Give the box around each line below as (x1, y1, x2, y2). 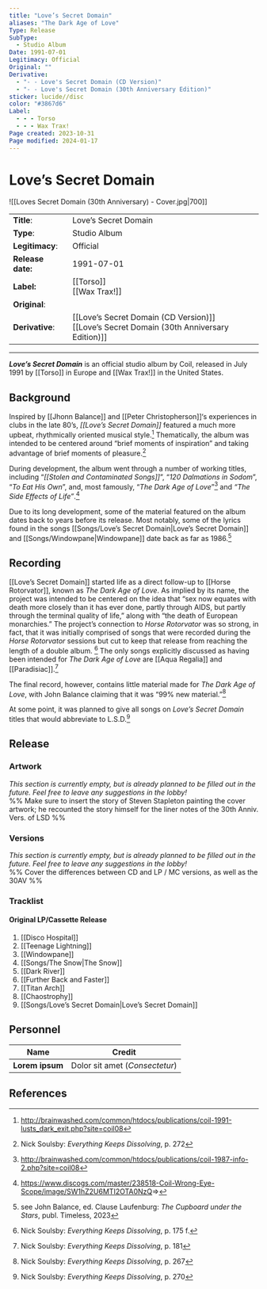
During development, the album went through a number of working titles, (9, 463, 247, 473)
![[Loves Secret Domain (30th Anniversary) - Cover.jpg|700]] (9, 197, 208, 207)
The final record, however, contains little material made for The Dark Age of (9, 679, 256, 689)
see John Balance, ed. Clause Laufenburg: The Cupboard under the (20, 1202, 242, 1211)
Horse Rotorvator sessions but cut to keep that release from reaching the (9, 636, 248, 646)
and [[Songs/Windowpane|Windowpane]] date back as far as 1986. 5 (9, 532, 232, 543)
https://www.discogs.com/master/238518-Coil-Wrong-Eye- (20, 1178, 215, 1188)
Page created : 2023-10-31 (9, 129, 94, 137)
